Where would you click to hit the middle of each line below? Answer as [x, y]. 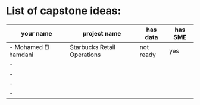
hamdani [21, 55]
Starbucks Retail [93, 47]
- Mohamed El [29, 47]
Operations [85, 55]
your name [36, 33]
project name [102, 33]
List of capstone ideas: [64, 11]
